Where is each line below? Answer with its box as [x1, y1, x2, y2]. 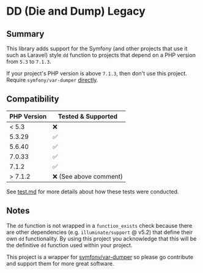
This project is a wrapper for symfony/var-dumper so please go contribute [6, 253, 194, 261]
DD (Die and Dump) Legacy [6, 4, 146, 18]
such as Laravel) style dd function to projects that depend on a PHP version [6, 51, 196, 59]
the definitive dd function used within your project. [6, 241, 133, 249]
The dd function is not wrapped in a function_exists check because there [6, 222, 193, 229]
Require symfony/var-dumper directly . [6, 77, 98, 83]
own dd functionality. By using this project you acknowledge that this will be [6, 234, 197, 242]
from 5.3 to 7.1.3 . [6, 58, 51, 65]
